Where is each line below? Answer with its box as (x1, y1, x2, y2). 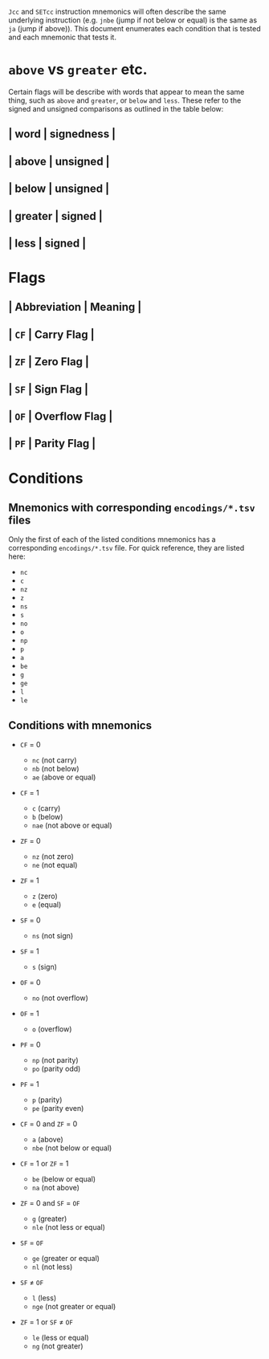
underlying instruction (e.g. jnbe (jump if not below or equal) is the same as (8, 15, 258, 25)
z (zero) (31, 891, 58, 901)
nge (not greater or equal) (31, 1302, 116, 1312)
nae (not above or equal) (31, 820, 112, 830)
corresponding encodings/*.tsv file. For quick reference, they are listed (8, 543, 245, 553)
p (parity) (31, 1095, 63, 1105)
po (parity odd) (31, 1064, 81, 1074)
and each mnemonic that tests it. (8, 32, 116, 42)
